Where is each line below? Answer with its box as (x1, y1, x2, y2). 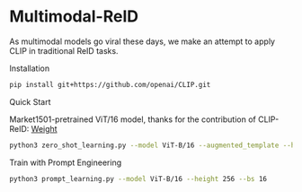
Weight (31, 123, 58, 134)
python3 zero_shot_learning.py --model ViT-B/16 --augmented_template (9, 141, 280, 150)
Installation (9, 63, 50, 74)
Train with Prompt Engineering (9, 157, 122, 168)
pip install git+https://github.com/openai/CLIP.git (9, 80, 211, 89)
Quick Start (9, 96, 51, 107)
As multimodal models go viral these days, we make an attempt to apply (9, 36, 276, 47)
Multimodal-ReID (9, 6, 139, 27)
